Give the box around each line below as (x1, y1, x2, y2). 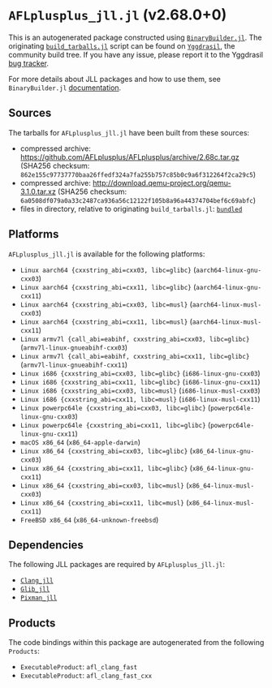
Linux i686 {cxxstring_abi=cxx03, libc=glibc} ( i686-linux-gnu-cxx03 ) (19, 368, 261, 378)
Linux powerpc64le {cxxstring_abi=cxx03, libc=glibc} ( (19, 402, 211, 412)
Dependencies (8, 538, 84, 552)
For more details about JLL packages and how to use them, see (8, 74, 222, 84)
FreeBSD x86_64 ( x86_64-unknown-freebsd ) (19, 514, 159, 524)
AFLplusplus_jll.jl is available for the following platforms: (8, 249, 205, 259)
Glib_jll (19, 586, 50, 594)
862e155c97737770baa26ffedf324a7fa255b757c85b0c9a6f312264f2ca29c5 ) (19, 169, 257, 179)
